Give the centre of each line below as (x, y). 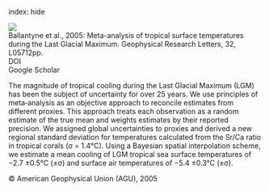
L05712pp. (26, 53)
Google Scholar (34, 70)
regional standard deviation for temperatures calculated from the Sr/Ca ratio (134, 137)
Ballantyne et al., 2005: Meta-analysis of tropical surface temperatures (126, 35)
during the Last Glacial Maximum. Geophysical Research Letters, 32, (122, 44)
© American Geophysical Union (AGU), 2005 (83, 178)
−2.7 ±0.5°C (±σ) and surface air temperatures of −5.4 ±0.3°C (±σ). (121, 163)
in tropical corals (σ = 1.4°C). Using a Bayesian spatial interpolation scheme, (134, 146)
